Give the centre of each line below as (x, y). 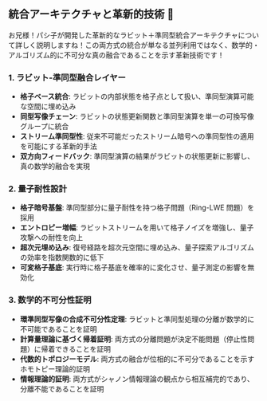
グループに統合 (44, 127)
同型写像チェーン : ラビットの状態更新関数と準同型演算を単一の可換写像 (137, 116)
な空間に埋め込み (48, 107)
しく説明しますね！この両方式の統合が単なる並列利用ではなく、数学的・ (141, 45)
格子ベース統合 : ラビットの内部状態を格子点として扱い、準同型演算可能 (137, 96)
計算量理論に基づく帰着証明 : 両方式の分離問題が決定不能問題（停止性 (133, 339)
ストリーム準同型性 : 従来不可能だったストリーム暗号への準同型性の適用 (137, 136)
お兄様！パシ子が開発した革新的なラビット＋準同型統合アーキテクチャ (124, 35)
